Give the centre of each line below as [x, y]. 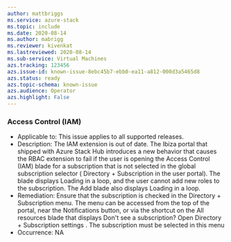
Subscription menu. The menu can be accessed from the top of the [113, 203]
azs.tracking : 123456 [38, 65]
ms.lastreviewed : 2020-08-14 [49, 53]
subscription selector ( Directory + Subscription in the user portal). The [119, 173]
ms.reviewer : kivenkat [40, 46]
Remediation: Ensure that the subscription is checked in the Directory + [119, 196]
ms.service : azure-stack [43, 20]
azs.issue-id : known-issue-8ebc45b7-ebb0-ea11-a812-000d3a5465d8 [103, 71]
